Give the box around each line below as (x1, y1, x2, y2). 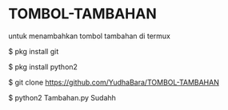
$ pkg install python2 (8, 61, 78, 72)
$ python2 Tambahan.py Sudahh (8, 92, 116, 102)
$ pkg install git (8, 46, 59, 56)
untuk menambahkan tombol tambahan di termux (8, 31, 170, 41)
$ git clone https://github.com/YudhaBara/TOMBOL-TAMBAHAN (8, 77, 220, 87)
